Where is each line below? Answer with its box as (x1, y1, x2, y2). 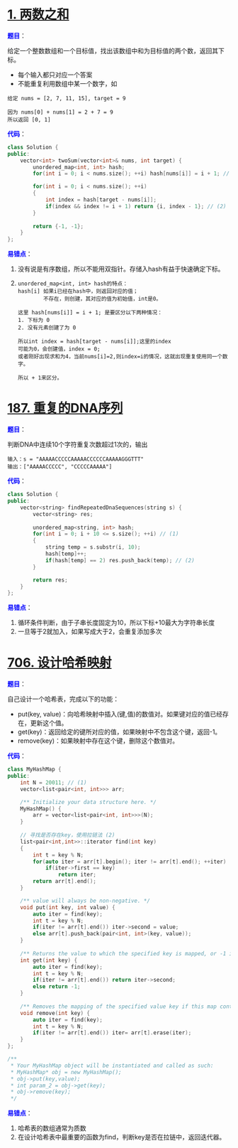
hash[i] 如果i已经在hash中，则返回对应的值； (17, 288, 139, 295)
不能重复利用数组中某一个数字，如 (17, 79, 118, 87)
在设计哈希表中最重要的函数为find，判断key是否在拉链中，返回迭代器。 (17, 1133, 226, 1142)
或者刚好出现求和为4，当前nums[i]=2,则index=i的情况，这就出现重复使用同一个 (17, 353, 223, 360)
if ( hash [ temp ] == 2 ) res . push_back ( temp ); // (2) (45, 557, 195, 564)
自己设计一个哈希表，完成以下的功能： (7, 694, 119, 704)
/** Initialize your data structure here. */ (20, 798, 157, 805)
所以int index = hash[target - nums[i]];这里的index (17, 338, 171, 345)
